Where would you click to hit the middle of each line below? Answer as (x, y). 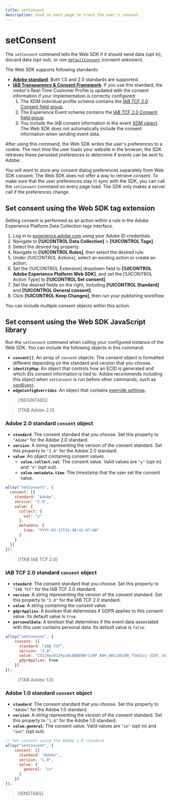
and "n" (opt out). (39, 467)
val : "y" (33, 516)
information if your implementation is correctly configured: (74, 96)
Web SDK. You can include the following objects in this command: (75, 348)
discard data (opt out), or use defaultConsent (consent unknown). (74, 60)
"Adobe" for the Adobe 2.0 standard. (50, 440)
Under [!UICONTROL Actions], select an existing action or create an (84, 258)
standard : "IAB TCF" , (42, 646)
